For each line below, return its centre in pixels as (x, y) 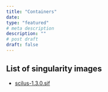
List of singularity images (54, 69)
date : (13, 17)
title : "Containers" (32, 12)
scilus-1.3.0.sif (32, 83)
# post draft (22, 39)
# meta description (30, 28)
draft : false (22, 45)
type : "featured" (28, 23)
